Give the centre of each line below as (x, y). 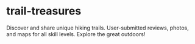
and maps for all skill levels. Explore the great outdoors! (76, 34)
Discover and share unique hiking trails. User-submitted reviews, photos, (97, 28)
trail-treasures (44, 11)
